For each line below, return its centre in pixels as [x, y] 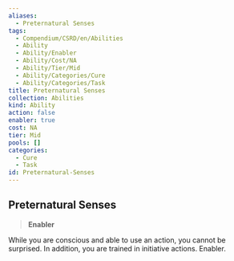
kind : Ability [32, 105]
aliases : [23, 16]
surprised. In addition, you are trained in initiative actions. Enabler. [117, 248]
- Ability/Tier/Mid [48, 68]
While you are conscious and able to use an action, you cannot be [117, 240]
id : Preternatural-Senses [51, 173]
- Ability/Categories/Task [61, 83]
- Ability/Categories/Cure [61, 75]
